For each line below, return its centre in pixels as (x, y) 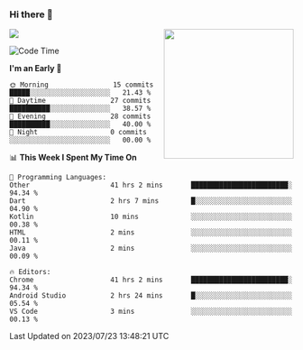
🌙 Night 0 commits (78, 133)
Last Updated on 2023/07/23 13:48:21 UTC (89, 336)
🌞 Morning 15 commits (82, 85)
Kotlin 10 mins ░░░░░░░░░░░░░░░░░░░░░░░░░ (151, 217)
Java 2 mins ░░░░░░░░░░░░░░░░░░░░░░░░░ (151, 249)
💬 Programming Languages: (58, 178)
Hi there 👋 (32, 14)
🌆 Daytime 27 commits (80, 101)
